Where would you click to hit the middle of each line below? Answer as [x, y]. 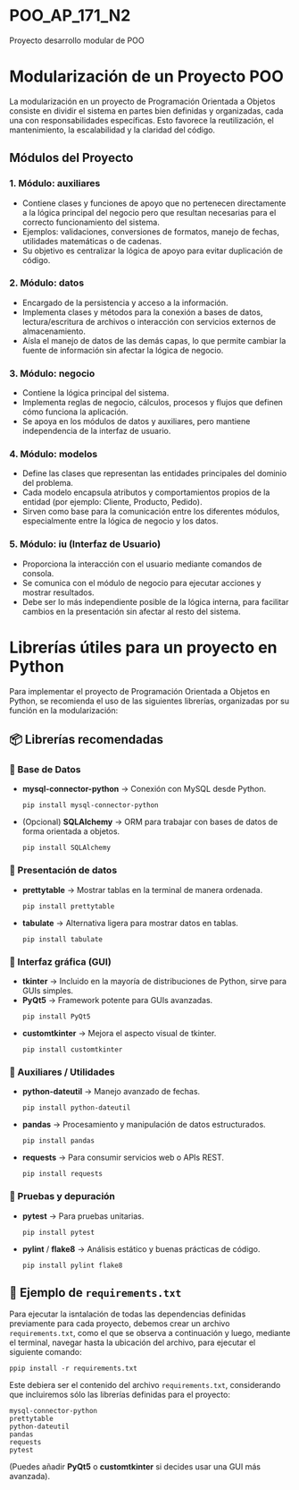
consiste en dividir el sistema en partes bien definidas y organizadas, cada [146, 111]
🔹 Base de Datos [45, 769]
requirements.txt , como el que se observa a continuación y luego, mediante [150, 1333]
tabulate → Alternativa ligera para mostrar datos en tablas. [130, 923]
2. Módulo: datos [47, 283]
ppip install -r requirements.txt [74, 1369]
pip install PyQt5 [56, 1017]
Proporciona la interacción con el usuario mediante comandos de [142, 564]
